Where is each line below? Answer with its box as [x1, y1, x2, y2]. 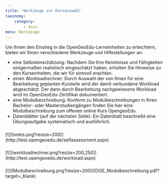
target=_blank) [5, 173, 36, 179]
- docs [23, 24, 38, 29]
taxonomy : [5, 13, 26, 19]
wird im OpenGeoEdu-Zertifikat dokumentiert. [12, 92, 109, 98]
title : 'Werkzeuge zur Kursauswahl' [5, 8, 83, 13]
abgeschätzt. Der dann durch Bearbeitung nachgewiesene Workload [12, 86, 156, 92]
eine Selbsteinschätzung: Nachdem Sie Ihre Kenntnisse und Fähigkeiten [12, 59, 163, 65]
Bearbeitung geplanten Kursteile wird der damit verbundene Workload [12, 81, 159, 87]
